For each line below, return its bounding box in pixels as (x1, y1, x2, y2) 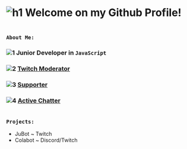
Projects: (6, 118, 34, 125)
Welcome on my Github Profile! (25, 6, 182, 20)
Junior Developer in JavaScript (15, 48, 107, 56)
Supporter (17, 80, 48, 88)
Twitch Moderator (17, 64, 70, 72)
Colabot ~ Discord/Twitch (14, 137, 78, 144)
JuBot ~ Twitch (14, 131, 52, 138)
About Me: (6, 34, 34, 41)
